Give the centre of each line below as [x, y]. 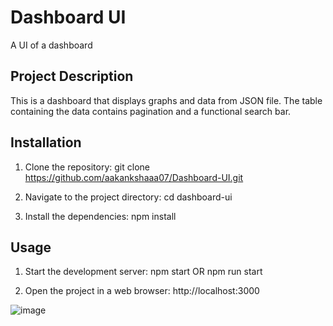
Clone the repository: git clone [87, 167]
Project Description [72, 76]
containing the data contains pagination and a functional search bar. [151, 111]
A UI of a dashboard [51, 45]
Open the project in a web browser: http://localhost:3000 [142, 291]
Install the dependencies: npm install [100, 216]
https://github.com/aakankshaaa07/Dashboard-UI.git [134, 177]
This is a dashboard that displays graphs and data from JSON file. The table [166, 100]
